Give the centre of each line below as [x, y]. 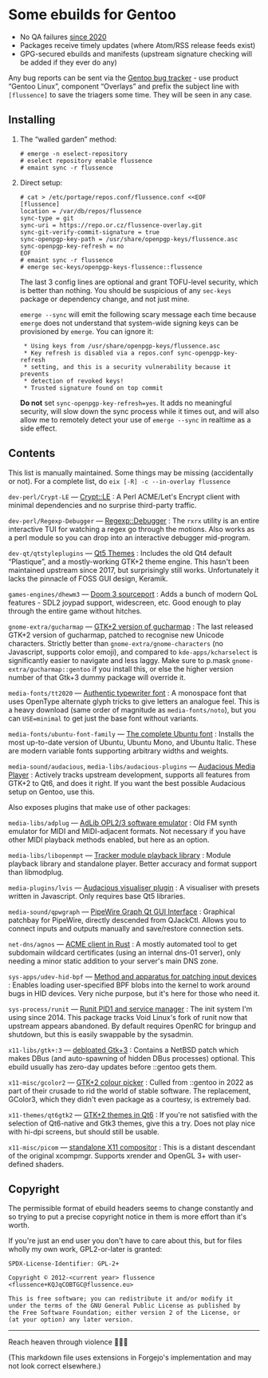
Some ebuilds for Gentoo [93, 15]
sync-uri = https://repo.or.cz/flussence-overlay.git [111, 225]
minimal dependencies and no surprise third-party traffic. [102, 505]
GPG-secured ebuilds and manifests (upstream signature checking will [136, 54]
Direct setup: [41, 182]
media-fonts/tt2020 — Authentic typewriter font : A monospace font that [128, 693]
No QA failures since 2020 [63, 37]
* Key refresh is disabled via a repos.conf [99, 353]
